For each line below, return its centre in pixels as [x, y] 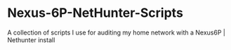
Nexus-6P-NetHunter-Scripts [95, 13]
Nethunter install [31, 39]
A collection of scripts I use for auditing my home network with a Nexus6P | [117, 32]
